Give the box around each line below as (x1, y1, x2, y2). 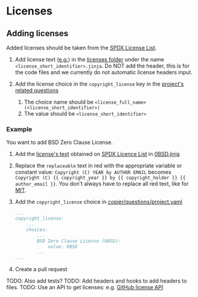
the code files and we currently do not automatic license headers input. (14, 69, 193, 76)
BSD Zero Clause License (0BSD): (37, 238, 121, 244)
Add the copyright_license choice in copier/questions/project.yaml (14, 198, 183, 205)
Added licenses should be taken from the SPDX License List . (6, 44, 157, 51)
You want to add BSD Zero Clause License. (6, 139, 113, 146)
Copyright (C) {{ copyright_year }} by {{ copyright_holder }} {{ (14, 175, 186, 181)
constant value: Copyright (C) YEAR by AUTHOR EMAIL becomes (14, 169, 171, 176)
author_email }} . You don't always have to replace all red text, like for (14, 180, 189, 187)
